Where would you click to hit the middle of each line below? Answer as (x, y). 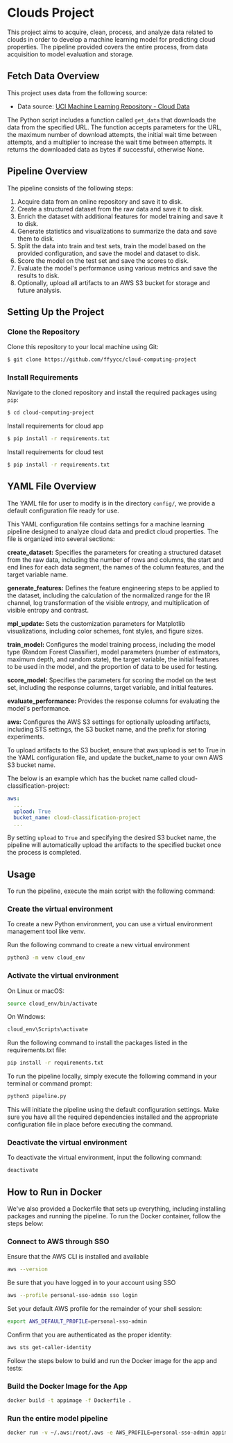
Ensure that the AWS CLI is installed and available (78, 1257)
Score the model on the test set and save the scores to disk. (103, 260)
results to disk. (38, 275)
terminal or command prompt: (50, 1083)
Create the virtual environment (60, 909)
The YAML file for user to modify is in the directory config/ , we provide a (111, 503)
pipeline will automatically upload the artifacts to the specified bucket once (114, 845)
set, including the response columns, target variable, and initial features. (110, 687)
